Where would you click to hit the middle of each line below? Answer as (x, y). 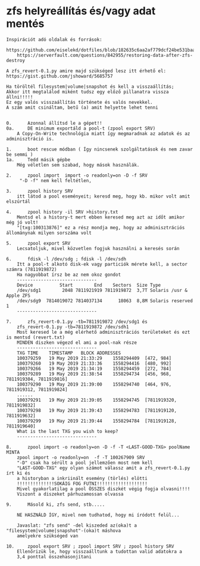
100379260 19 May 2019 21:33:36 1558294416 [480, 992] (94, 363)
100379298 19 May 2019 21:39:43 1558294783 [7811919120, (97, 410)
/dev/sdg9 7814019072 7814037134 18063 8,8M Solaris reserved (105, 301)
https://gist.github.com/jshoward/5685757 (60, 76)
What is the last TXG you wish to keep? (68, 431)
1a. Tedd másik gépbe (38, 159)
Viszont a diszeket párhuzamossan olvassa (70, 494)
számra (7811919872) (32, 269)
